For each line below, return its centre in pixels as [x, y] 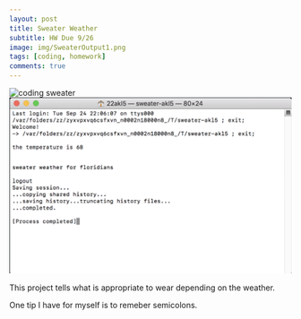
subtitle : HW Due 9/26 [52, 38]
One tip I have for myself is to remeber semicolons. [103, 305]
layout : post [34, 19]
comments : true [38, 66]
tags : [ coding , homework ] [57, 57]
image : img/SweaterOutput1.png [68, 47]
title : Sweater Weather [54, 28]
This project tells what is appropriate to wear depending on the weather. [142, 288]
